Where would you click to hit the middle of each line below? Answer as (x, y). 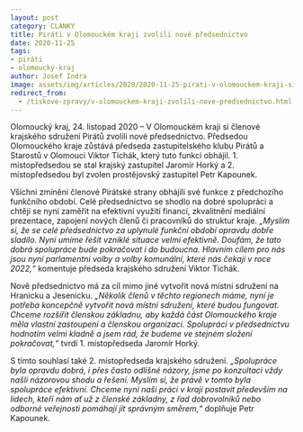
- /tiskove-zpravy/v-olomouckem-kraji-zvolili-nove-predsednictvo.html (156, 101)
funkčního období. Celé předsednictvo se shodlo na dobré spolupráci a (142, 202)
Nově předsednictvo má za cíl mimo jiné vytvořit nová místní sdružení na (145, 286)
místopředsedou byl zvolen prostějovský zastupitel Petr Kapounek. (134, 175)
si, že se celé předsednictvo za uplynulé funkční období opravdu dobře (142, 230)
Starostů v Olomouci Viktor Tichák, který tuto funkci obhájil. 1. (125, 156)
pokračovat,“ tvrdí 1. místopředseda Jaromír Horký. (105, 344)
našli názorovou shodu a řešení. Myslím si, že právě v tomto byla (130, 380)
